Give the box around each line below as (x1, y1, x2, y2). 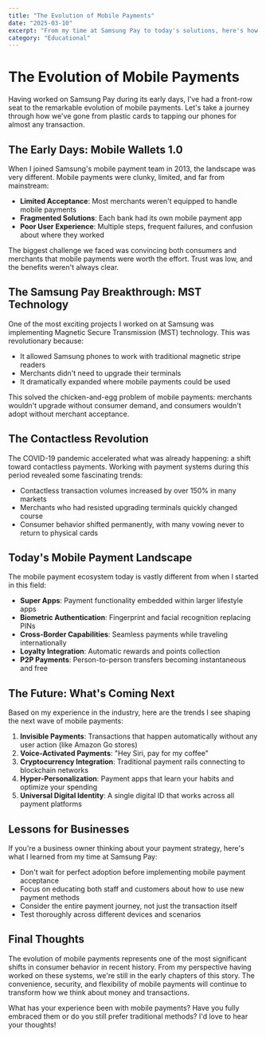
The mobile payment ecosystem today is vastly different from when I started (8, 572, 259, 582)
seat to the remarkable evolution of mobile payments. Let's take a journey (8, 103, 250, 112)
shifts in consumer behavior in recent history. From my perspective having (8, 962, 252, 972)
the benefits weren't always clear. (8, 263, 119, 271)
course (19, 511, 44, 520)
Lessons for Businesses (8, 822, 130, 836)
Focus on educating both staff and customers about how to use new (19, 884, 244, 894)
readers (19, 360, 46, 369)
